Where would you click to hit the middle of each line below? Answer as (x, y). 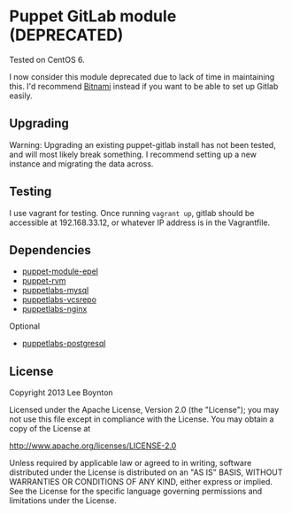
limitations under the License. (63, 501)
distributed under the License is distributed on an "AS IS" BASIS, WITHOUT (146, 472)
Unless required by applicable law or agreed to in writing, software (131, 463)
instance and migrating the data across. (81, 163)
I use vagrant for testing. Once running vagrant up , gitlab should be (132, 213)
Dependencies (50, 250)
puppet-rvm (44, 281)
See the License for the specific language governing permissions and (136, 491)
